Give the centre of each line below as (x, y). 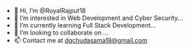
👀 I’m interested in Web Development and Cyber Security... (98, 18)
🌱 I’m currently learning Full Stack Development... (85, 25)
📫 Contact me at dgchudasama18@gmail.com (81, 40)
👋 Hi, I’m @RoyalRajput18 (50, 11)
